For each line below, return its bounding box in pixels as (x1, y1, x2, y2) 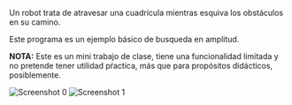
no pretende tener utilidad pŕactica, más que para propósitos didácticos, (9, 61, 273, 71)
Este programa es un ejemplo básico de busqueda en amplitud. (9, 34, 240, 44)
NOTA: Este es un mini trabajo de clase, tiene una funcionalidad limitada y (9, 51, 279, 61)
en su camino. (9, 17, 61, 27)
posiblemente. (9, 70, 62, 80)
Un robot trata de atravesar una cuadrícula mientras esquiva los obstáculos (9, 8, 284, 18)
